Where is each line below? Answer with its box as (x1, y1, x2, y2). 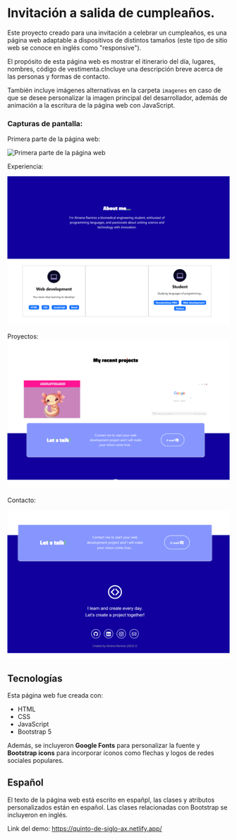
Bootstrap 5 (17, 727, 52, 736)
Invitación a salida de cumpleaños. (7, 5, 215, 21)
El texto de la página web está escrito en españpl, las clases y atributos (7, 795, 215, 804)
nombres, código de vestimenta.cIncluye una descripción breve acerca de (7, 64, 224, 73)
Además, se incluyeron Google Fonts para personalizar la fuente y (7, 742, 200, 750)
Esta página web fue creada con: (7, 691, 104, 700)
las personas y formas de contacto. (7, 72, 111, 81)
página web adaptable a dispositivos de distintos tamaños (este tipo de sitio (7, 35, 228, 44)
